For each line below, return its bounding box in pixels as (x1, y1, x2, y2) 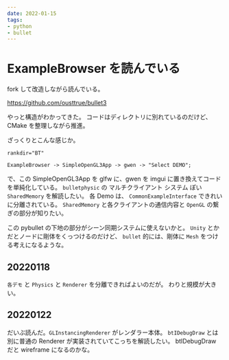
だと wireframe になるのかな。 (7, 345, 94, 354)
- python (7, 23, 32, 30)
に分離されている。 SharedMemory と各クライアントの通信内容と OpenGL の (7, 201, 213, 209)
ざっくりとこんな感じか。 (7, 136, 80, 144)
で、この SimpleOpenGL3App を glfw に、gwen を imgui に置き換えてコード (7, 175, 221, 183)
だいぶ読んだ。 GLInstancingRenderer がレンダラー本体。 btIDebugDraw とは (7, 328, 219, 337)
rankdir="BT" (7, 150, 45, 157)
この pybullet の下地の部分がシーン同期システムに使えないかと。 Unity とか (7, 224, 220, 232)
